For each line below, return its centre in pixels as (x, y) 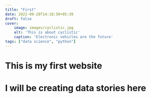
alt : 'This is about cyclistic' (47, 32)
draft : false (18, 19)
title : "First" (21, 10)
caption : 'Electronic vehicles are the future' (63, 37)
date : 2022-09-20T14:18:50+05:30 (39, 14)
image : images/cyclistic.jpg (44, 28)
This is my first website (54, 65)
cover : (12, 23)
